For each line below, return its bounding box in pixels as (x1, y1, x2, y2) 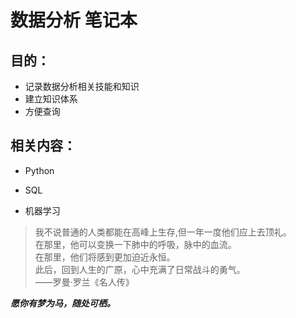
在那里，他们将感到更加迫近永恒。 (34, 251, 176, 263)
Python (24, 164, 55, 176)
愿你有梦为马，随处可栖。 (10, 297, 116, 309)
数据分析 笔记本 (10, 9, 138, 32)
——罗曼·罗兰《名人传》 (34, 276, 135, 288)
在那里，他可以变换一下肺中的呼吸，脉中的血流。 (34, 238, 237, 250)
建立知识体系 (24, 93, 78, 105)
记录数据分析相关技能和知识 (24, 81, 140, 92)
